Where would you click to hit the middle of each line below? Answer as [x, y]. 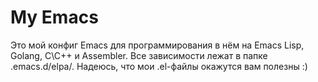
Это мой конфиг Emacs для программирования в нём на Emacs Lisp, [157, 45]
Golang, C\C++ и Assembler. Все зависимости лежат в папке [139, 55]
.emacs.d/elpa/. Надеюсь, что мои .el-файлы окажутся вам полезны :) [159, 66]
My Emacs [54, 17]
